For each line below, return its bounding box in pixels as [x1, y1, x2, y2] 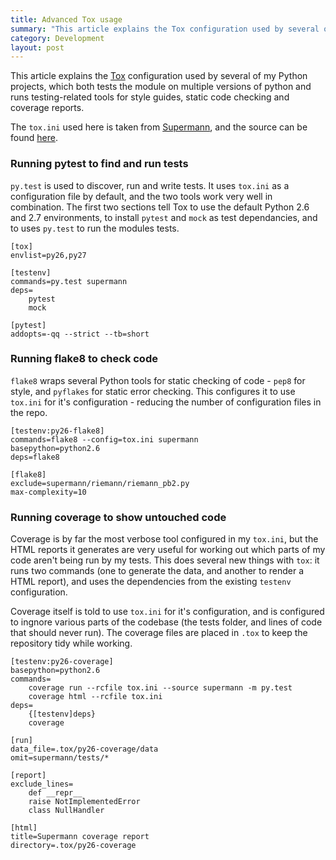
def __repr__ [28, 788, 83, 798]
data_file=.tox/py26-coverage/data [10, 744, 159, 755]
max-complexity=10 [10, 487, 87, 497]
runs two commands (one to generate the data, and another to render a [10, 565, 305, 577]
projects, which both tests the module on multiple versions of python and [10, 81, 312, 93]
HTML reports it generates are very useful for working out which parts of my [10, 544, 326, 556]
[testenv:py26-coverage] [10, 657, 114, 667]
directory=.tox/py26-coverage [10, 841, 137, 851]
